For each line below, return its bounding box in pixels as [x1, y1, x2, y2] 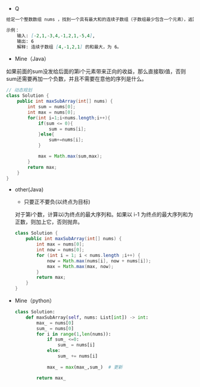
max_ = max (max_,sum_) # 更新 [46, 364, 123, 370]
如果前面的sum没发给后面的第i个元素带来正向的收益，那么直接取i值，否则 [6, 68, 186, 75]
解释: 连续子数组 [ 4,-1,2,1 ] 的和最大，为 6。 [17, 44, 122, 50]
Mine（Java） [14, 55, 49, 62]
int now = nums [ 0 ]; [36, 247, 85, 253]
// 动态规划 [6, 87, 33, 93]
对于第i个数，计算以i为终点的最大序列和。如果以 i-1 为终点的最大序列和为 [14, 211, 193, 218]
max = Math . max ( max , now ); [46, 263, 114, 269]
